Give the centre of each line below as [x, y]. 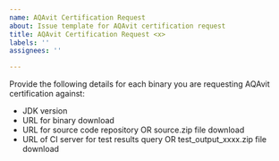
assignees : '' [36, 51]
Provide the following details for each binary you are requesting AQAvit [139, 84]
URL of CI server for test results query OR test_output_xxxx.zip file [144, 140]
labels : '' [30, 42]
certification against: [47, 94]
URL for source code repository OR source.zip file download [133, 130]
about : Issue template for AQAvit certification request [118, 26]
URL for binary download [68, 121]
